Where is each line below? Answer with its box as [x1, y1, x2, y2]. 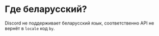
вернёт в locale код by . [5, 25, 55, 31]
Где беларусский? [5, 3, 87, 15]
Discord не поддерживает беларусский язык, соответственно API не [5, 20, 154, 26]
